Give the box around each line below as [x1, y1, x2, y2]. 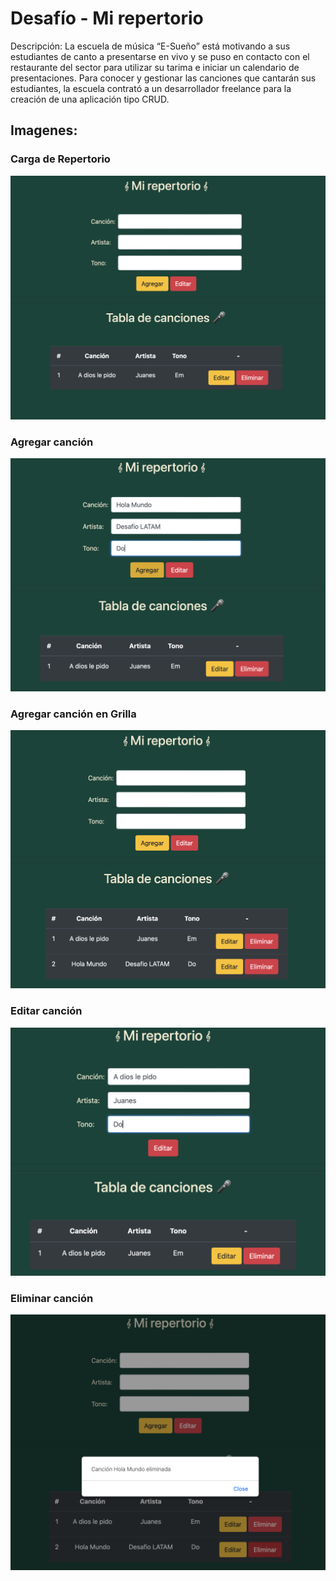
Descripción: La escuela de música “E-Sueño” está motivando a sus [10, 40, 291, 52]
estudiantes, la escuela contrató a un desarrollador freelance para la [10, 82, 292, 94]
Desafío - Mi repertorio [10, 7, 204, 30]
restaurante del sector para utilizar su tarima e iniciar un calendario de [10, 61, 300, 73]
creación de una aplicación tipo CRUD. [10, 93, 170, 105]
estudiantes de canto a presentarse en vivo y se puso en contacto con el [10, 50, 310, 62]
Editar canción [10, 1004, 83, 1018]
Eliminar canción [10, 1291, 94, 1305]
